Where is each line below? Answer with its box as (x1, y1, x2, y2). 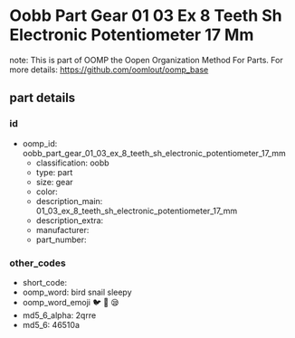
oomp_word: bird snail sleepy (22, 286, 133, 297)
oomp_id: (22, 137, 58, 149)
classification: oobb (35, 157, 110, 168)
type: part (35, 166, 73, 177)
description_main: (35, 195, 103, 206)
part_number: (35, 234, 87, 245)
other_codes (9, 257, 66, 269)
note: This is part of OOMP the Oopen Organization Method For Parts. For (9, 54, 283, 65)
